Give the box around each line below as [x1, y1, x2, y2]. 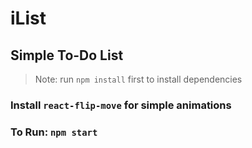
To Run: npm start [10, 125, 98, 139]
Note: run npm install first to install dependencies [34, 73, 243, 85]
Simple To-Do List [10, 47, 124, 64]
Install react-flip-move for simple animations [10, 98, 232, 112]
